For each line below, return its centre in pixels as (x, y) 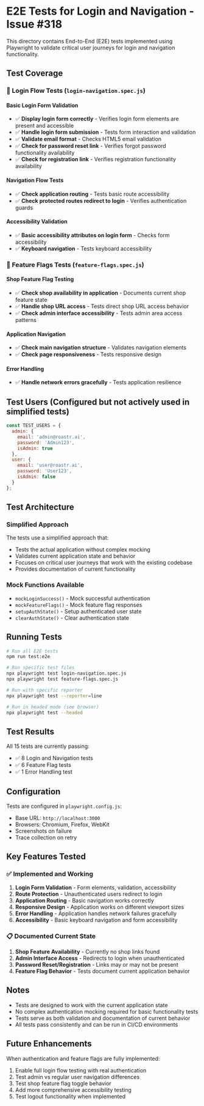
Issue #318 (34, 24)
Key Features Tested (46, 857)
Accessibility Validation (37, 222)
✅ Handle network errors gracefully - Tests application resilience (98, 383)
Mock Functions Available (45, 585)
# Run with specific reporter (45, 690)
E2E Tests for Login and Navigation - (100, 11)
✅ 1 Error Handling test (44, 772)
